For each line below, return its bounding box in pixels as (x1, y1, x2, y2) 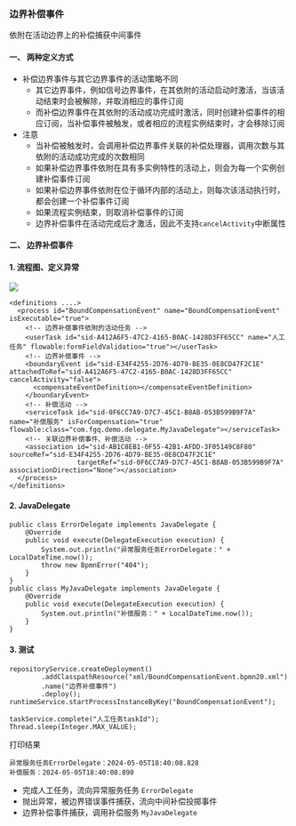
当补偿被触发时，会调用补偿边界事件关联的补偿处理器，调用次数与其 (35, 140, 285, 150)
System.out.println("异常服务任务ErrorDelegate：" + (41, 545, 231, 554)
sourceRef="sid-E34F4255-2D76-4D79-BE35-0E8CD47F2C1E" (9, 451, 217, 460)
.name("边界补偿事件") (41, 682, 117, 691)
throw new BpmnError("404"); (41, 560, 149, 570)
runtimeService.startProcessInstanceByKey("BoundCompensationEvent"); (9, 697, 276, 706)
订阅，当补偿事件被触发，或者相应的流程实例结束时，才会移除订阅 (43, 117, 285, 128)
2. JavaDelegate (9, 500, 71, 510)
